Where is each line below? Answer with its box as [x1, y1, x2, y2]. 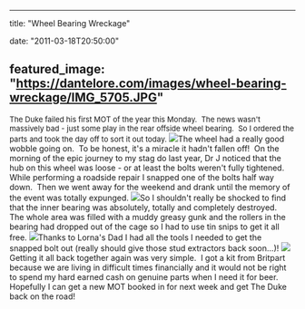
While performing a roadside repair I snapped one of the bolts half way [9, 171, 275, 182]
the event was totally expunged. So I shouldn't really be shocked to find [9, 192, 287, 203]
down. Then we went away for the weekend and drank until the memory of [9, 181, 290, 192]
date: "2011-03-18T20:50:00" [9, 35, 120, 46]
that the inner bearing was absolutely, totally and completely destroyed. [9, 201, 278, 213]
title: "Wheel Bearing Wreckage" [9, 18, 131, 28]
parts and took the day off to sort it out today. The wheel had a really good [9, 133, 285, 144]
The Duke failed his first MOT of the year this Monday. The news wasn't [9, 114, 261, 124]
